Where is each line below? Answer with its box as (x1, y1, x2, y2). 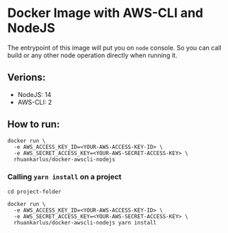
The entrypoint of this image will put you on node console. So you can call (7, 43, 222, 52)
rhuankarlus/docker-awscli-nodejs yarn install (13, 219, 157, 226)
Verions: (7, 72, 46, 84)
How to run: (7, 118, 60, 130)
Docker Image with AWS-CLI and (7, 5, 204, 21)
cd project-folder (7, 188, 62, 195)
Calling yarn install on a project (7, 172, 122, 182)
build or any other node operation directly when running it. (7, 51, 178, 59)
